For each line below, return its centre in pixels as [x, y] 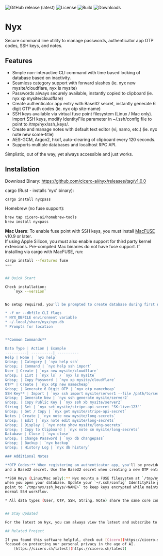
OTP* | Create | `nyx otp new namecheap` [48, 384]
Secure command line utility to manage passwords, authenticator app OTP [79, 40]
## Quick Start [20, 278]
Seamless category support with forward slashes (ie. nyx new [74, 83]
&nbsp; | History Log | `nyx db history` [48, 448]
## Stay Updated [21, 513]
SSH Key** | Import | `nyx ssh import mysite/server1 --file [68, 393]
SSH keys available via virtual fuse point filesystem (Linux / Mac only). [82, 113]
